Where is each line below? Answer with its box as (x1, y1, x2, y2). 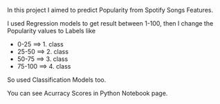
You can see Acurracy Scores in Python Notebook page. (7, 89, 168, 97)
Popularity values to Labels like (7, 27, 95, 35)
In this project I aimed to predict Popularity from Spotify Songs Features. (7, 6, 213, 14)
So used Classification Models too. (7, 76, 107, 84)
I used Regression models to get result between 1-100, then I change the (7, 19, 214, 27)
